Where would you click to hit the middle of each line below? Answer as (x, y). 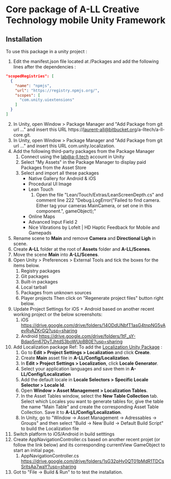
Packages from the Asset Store (53, 167)
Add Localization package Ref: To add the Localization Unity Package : (88, 347)
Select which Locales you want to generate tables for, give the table (92, 401)
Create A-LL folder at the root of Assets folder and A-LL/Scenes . (82, 249)
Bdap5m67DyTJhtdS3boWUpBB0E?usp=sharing (72, 341)
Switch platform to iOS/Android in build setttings (64, 434)
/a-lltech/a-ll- (151, 129)
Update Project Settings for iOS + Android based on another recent (84, 309)
